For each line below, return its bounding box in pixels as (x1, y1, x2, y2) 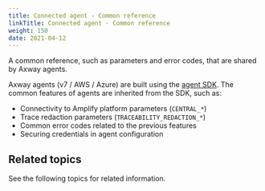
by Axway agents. (8, 65, 68, 74)
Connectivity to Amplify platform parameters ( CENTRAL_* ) (19, 104, 207, 113)
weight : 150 (8, 26, 48, 34)
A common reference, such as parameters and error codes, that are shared (8, 56, 257, 66)
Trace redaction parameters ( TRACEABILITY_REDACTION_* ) (19, 113, 206, 122)
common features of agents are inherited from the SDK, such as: (8, 89, 222, 98)
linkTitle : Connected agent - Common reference (8, 19, 171, 27)
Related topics (8, 153, 82, 166)
